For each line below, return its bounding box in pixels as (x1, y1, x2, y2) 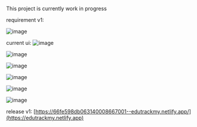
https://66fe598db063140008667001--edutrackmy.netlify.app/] (35, 108, 192, 115)
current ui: (6, 40, 31, 46)
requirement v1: (6, 17, 45, 23)
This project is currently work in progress (6, 5, 107, 12)
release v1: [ (6, 108, 36, 115)
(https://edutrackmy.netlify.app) (6, 115, 84, 121)
